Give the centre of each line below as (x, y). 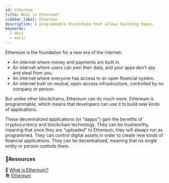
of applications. (21, 109)
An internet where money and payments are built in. (66, 62)
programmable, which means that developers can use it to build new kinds (82, 104)
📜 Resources (20, 159)
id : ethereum (19, 10)
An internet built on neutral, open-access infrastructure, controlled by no (88, 83)
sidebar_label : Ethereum (31, 19)
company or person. (34, 89)
